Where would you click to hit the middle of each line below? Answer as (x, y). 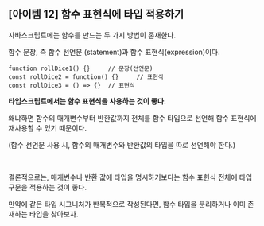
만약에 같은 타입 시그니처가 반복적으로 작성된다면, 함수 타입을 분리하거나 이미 (127, 204)
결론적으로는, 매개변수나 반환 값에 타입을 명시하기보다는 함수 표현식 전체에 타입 (130, 177)
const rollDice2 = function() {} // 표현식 (86, 77)
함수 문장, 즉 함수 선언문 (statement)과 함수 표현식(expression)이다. (114, 52)
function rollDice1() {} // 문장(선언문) (81, 68)
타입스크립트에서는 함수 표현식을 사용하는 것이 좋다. (87, 101)
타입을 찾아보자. (54, 214)
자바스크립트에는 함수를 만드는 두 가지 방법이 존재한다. (92, 35)
